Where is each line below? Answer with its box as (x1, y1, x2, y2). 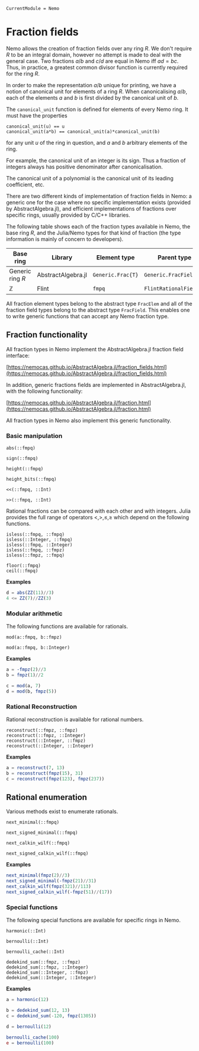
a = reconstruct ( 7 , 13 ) (6, 764, 65, 771)
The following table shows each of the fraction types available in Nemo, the (6, 223, 191, 230)
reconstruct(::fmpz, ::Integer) (6, 732, 86, 738)
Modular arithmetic (6, 609, 63, 617)
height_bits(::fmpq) (6, 477, 57, 482)
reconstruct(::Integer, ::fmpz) (6, 738, 86, 744)
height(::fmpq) (6, 466, 44, 472)
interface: (6, 352, 30, 359)
